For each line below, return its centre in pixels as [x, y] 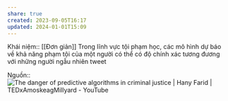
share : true [25, 14]
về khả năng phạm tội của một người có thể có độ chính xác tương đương [114, 54]
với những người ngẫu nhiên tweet [57, 62]
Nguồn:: [19, 75]
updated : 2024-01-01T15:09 [47, 27]
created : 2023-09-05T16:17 [47, 20]
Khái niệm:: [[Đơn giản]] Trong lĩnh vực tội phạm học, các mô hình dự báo [114, 47]
